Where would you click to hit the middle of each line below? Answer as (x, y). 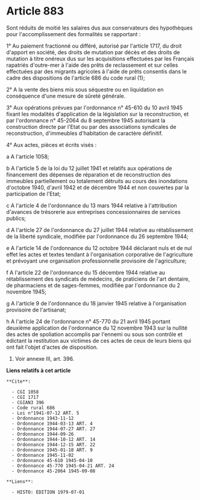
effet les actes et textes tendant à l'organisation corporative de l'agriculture (100, 254)
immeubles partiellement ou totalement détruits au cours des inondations (97, 181)
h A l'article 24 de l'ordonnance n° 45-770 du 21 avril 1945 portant (88, 321)
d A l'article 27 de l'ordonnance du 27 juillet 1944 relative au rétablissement (100, 230)
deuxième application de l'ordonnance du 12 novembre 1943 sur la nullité (97, 328)
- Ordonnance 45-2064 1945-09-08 (54, 471)
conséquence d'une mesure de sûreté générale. (66, 96)
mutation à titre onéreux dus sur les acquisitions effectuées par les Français (100, 58)
